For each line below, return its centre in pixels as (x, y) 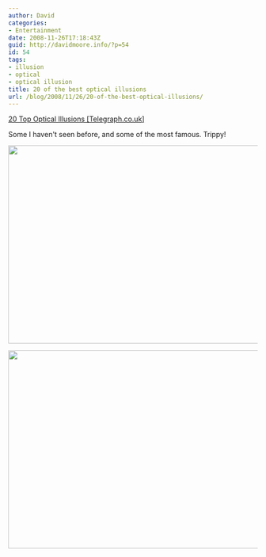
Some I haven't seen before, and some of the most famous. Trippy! (117, 135)
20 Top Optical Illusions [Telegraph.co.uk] (76, 119)
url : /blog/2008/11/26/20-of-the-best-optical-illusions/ (106, 97)
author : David (32, 15)
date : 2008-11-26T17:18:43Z (55, 38)
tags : (17, 60)
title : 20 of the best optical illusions (78, 89)
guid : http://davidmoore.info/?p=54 (68, 45)
